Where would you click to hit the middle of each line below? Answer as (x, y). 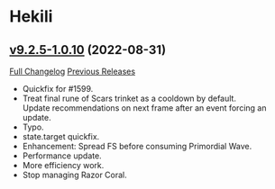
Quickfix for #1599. (58, 89)
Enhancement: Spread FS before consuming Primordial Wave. (137, 146)
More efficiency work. (63, 165)
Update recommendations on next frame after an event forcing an (144, 108)
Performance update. (62, 156)
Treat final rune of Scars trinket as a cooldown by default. (129, 98)
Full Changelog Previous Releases (73, 71)
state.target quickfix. (61, 136)
